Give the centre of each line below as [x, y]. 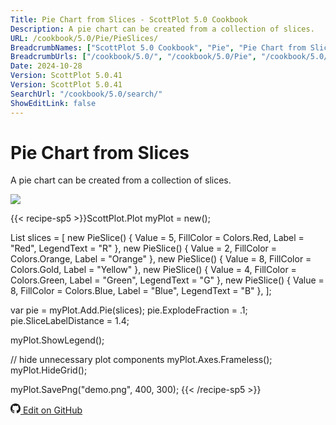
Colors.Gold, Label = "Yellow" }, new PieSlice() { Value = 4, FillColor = [153, 270]
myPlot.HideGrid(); [49, 370]
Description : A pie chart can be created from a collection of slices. [162, 29]
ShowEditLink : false [53, 103]
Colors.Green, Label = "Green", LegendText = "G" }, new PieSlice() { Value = [167, 280]
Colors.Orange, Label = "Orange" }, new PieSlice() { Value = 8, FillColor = [161, 259]
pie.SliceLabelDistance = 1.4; [70, 321]
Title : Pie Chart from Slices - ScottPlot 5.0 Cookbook [129, 19]
